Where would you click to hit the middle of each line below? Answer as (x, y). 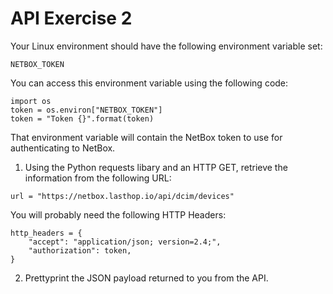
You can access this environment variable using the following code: (149, 83)
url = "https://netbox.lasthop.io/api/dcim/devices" (122, 196)
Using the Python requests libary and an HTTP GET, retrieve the (156, 167)
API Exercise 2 (71, 18)
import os (31, 101)
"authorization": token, (80, 250)
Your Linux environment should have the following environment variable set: (166, 46)
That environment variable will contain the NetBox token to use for (146, 137)
